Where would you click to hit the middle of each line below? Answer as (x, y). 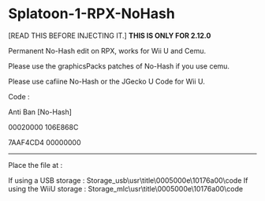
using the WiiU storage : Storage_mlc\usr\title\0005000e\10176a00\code (125, 188)
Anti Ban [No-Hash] (40, 112)
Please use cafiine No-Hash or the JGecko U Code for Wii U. (106, 81)
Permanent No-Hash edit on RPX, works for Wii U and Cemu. (107, 50)
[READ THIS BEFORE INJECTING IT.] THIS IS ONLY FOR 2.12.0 (110, 35)
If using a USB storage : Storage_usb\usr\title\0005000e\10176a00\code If (128, 180)
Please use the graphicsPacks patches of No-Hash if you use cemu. (119, 66)
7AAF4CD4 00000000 (45, 142)
